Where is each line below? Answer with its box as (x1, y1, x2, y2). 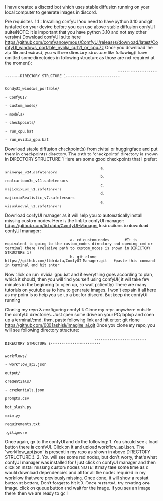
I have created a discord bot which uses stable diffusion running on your (5, 4, 150, 10)
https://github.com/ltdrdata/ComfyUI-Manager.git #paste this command (5, 259, 155, 263)
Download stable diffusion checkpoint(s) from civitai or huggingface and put (5, 146, 158, 152)
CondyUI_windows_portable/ (5, 86, 60, 91)
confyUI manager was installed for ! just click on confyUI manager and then (5, 459, 156, 465)
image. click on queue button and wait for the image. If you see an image (5, 485, 151, 491)
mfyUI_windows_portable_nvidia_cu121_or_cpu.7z (5, 45, 104, 50)
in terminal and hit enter (5, 263, 60, 268)
